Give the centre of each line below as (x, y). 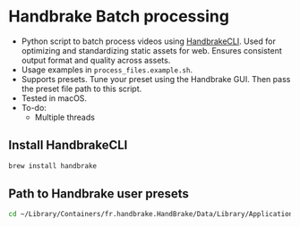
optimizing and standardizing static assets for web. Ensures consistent (152, 50)
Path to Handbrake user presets (99, 194)
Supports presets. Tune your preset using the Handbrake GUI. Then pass (156, 79)
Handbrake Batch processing (119, 17)
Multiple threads (65, 117)
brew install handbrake (53, 166)
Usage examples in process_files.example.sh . (107, 70)
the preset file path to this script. (81, 88)
